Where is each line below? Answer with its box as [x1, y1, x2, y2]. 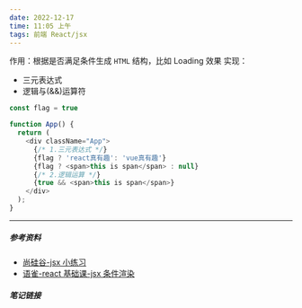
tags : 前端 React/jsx [9, 30, 88, 39]
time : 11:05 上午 [9, 22, 72, 31]
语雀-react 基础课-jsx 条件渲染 [22, 268, 135, 278]
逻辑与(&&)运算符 [22, 86, 87, 97]
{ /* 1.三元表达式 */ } [32, 145, 108, 154]
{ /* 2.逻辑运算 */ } [32, 170, 102, 180]
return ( [17, 128, 50, 137]
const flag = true [9, 104, 78, 113]
